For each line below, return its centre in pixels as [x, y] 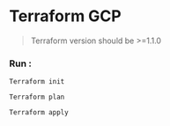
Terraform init [37, 82]
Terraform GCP [65, 16]
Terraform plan [37, 97]
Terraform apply [39, 113]
